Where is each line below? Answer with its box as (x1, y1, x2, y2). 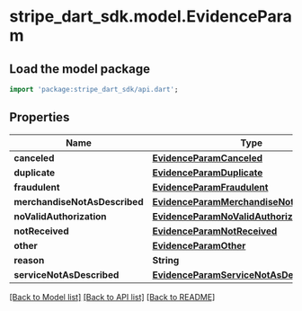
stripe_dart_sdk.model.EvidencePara (9, 6, 292, 27)
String (152, 253, 180, 266)
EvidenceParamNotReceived (152, 225, 278, 237)
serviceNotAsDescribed (13, 268, 120, 280)
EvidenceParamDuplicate (152, 166, 263, 179)
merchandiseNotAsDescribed (13, 195, 144, 208)
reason (13, 253, 45, 266)
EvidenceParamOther (152, 239, 246, 252)
